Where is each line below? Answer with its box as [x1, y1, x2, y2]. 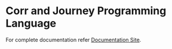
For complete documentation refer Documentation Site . [5, 36, 142, 43]
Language [5, 17, 57, 30]
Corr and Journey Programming [5, 4, 167, 18]
